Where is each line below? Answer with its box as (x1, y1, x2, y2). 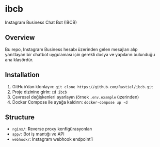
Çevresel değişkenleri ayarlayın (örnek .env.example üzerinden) (12, 94, 139, 100)
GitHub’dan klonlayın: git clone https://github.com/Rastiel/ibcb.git (12, 83, 154, 89)
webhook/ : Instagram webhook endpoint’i (12, 136, 93, 142)
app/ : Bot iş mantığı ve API (12, 131, 64, 137)
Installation (5, 71, 40, 79)
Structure (5, 113, 35, 121)
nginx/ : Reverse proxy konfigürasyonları (12, 126, 93, 132)
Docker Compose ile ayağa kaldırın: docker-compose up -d (12, 99, 128, 105)
